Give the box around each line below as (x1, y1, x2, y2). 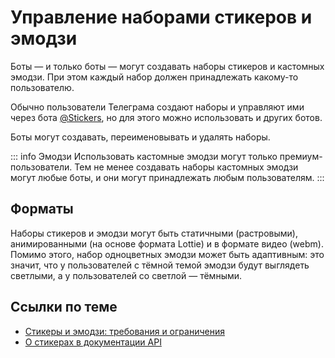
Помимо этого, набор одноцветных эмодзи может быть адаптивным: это (10, 248, 325, 260)
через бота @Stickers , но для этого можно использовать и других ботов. (10, 111, 323, 123)
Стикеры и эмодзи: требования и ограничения (24, 325, 225, 337)
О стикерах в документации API (24, 336, 162, 348)
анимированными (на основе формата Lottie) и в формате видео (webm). (10, 237, 324, 250)
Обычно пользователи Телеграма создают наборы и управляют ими (10, 101, 305, 113)
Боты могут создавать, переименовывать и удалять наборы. (10, 131, 271, 143)
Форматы (10, 201, 74, 218)
